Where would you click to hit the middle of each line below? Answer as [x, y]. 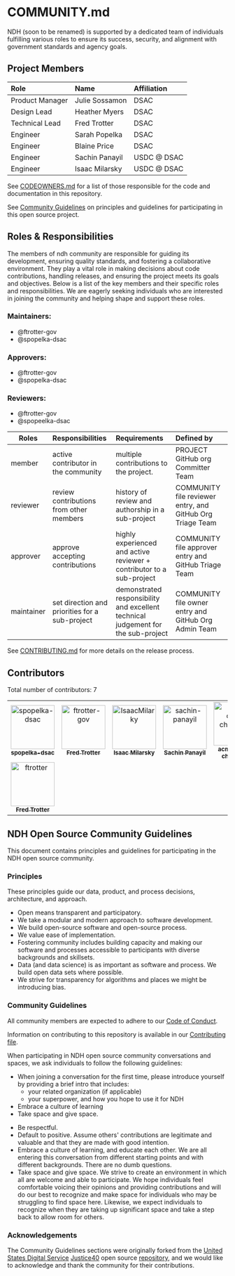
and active [133, 552]
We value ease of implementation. [66, 935]
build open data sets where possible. [70, 972]
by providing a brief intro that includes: [73, 1084]
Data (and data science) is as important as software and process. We [117, 965]
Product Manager [40, 100]
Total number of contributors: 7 [52, 690]
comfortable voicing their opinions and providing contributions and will [119, 1187]
